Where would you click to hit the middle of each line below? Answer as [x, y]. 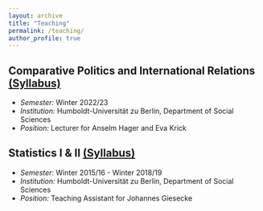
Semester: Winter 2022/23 [64, 103]
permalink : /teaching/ [46, 30]
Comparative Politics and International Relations [132, 70]
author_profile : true [45, 38]
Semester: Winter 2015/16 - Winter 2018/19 [91, 172]
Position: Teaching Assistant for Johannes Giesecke [106, 198]
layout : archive [35, 16]
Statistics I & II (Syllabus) [72, 153]
